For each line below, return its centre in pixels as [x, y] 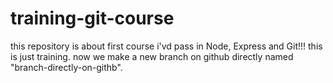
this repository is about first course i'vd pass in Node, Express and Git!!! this [166, 46]
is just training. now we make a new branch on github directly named [152, 56]
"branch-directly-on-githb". [66, 67]
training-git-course [92, 18]
